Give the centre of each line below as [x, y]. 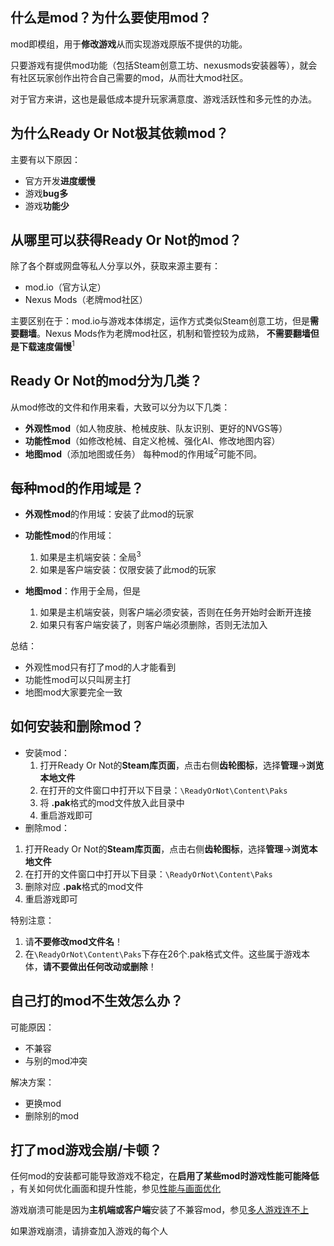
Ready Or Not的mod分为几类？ [106, 381]
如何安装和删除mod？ [77, 726]
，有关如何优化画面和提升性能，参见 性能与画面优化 [115, 1189]
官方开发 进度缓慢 [60, 180]
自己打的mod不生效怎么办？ [97, 1001]
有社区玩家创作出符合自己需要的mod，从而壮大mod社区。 [129, 77]
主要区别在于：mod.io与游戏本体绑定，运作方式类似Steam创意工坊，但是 [160, 321]
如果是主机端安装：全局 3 [90, 556]
